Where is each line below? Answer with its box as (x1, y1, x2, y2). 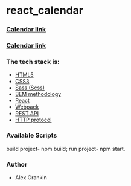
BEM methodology (14, 91, 62, 98)
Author (6, 160, 28, 168)
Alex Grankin (14, 173, 47, 181)
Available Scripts (6, 131, 57, 139)
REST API (14, 110, 39, 117)
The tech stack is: (6, 57, 60, 66)
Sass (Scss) (14, 84, 45, 91)
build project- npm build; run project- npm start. (6, 145, 126, 152)
